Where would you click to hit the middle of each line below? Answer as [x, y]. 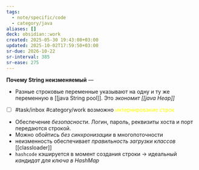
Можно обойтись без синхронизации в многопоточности [89, 134]
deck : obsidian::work [34, 34]
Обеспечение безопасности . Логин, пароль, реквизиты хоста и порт [104, 122]
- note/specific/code [39, 18]
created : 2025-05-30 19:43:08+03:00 [52, 40]
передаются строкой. [43, 128]
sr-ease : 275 [23, 62]
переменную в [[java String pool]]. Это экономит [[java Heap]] [95, 98]
